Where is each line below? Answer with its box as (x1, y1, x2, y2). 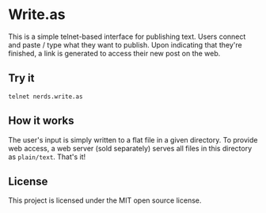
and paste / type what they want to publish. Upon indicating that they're (8, 40, 243, 49)
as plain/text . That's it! (8, 152, 86, 162)
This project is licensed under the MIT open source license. (8, 196, 202, 205)
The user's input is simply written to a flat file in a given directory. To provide (8, 135, 258, 144)
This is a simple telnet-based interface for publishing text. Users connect (8, 32, 246, 41)
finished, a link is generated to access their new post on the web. (8, 48, 221, 58)
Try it (8, 71, 35, 85)
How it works (8, 114, 74, 127)
